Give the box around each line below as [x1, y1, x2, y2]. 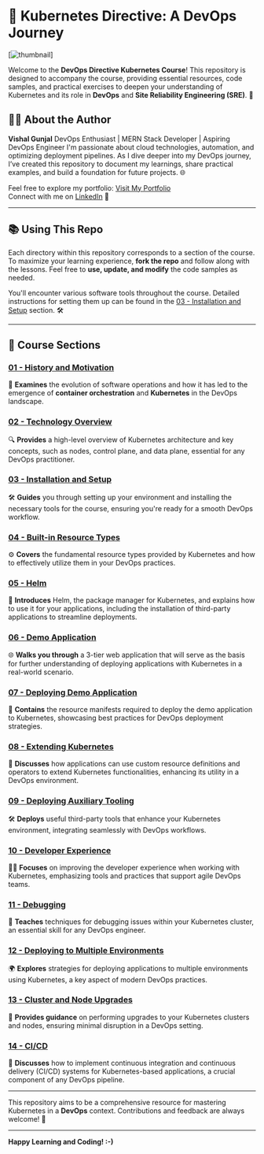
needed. [8, 273, 35, 282]
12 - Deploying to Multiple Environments [8, 945, 164, 956]
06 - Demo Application [8, 632, 97, 643]
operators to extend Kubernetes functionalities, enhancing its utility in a [8, 767, 240, 777]
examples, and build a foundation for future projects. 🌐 [8, 167, 186, 176]
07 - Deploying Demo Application [8, 687, 137, 698]
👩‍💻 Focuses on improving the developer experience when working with [8, 863, 240, 872]
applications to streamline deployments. [8, 612, 137, 622]
